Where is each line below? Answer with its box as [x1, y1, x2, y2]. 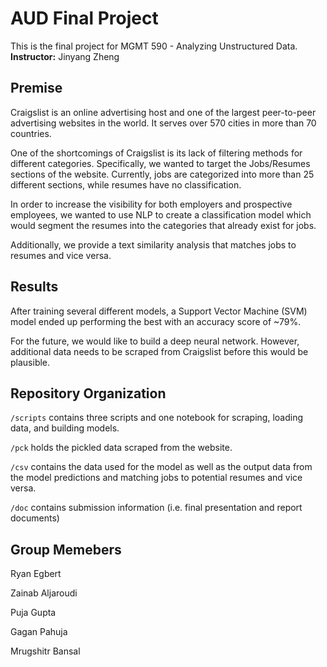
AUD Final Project [10, 7, 159, 30]
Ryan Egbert [10, 568, 62, 580]
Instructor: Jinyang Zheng [10, 50, 120, 62]
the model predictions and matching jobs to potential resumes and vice [10, 472, 303, 484]
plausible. [10, 356, 51, 368]
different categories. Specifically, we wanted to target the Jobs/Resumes [10, 157, 311, 169]
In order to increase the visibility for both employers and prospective [10, 198, 293, 210]
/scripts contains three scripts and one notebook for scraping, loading [10, 412, 304, 424]
